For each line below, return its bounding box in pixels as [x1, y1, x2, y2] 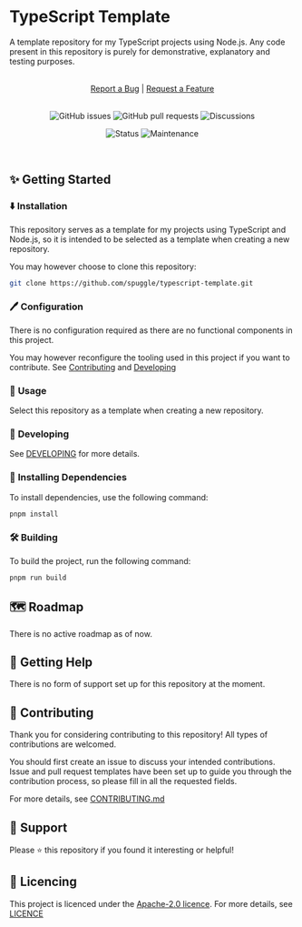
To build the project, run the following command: [9, 555, 191, 566]
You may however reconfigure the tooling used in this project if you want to [9, 352, 290, 363]
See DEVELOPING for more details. [9, 448, 141, 459]
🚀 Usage [9, 384, 47, 397]
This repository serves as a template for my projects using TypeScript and [9, 224, 287, 235]
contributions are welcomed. [9, 739, 117, 750]
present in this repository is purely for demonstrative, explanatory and [9, 45, 270, 56]
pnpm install [9, 509, 59, 519]
